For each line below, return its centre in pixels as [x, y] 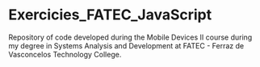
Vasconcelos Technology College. [65, 54]
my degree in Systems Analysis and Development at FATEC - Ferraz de [126, 45]
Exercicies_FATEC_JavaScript [110, 15]
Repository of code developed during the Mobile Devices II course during [130, 37]
